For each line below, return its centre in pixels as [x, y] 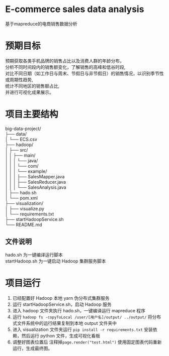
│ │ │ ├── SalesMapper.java [35, 176]
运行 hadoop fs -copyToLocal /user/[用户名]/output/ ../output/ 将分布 [87, 317]
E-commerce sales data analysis [75, 9]
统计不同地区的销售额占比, [32, 86]
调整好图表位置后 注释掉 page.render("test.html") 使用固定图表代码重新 [87, 342]
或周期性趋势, [19, 79]
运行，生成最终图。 [32, 348]
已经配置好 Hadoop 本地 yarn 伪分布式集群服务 [61, 298]
